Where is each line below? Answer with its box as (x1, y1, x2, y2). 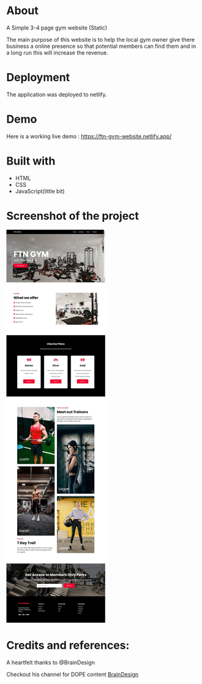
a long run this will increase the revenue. (6, 49, 109, 56)
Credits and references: (6, 638, 130, 652)
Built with (6, 154, 56, 168)
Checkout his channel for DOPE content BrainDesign (6, 670, 139, 678)
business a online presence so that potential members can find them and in (6, 42, 196, 50)
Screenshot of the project (6, 209, 140, 223)
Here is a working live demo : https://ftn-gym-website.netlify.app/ (6, 133, 172, 140)
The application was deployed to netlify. (6, 90, 107, 98)
